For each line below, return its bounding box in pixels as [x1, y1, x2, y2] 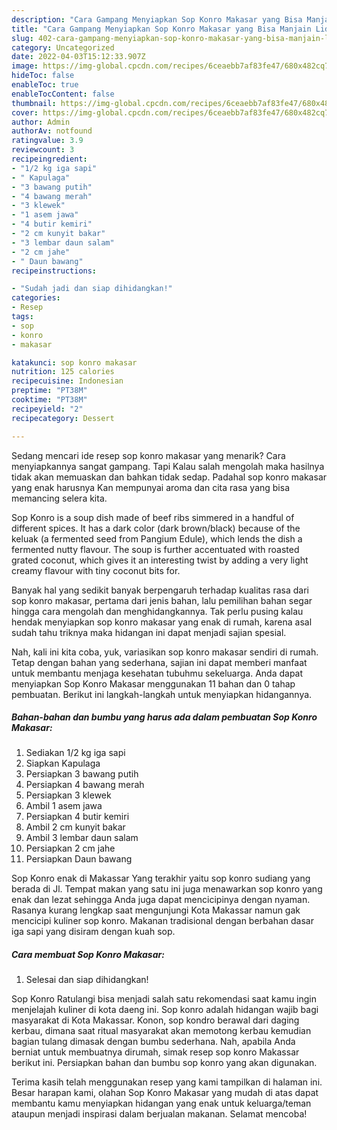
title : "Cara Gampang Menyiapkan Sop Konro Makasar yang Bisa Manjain [11, 24, 312, 34]
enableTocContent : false [11, 89, 115, 99]
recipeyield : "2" [11, 404, 84, 414]
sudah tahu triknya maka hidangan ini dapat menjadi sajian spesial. [11, 626, 287, 638]
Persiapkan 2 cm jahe [25, 842, 116, 855]
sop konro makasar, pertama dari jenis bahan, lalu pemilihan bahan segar [11, 594, 313, 606]
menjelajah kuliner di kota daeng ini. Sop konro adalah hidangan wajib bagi [11, 1004, 319, 1016]
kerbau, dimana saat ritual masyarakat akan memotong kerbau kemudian [11, 1025, 312, 1037]
